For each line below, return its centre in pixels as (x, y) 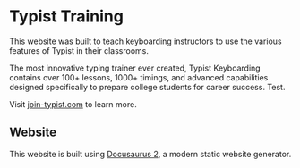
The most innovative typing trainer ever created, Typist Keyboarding (135, 68)
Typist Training (66, 17)
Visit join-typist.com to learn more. (73, 104)
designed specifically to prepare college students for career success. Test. (147, 87)
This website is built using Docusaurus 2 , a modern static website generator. (150, 154)
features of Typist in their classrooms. (79, 50)
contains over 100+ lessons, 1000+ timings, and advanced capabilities (139, 77)
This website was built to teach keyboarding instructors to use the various (146, 41)
